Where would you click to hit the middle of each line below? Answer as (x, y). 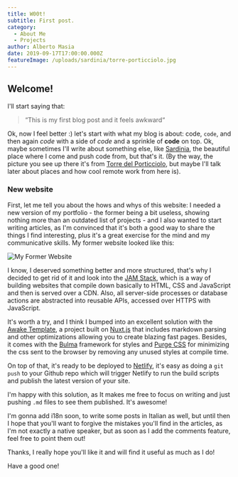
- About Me (30, 34)
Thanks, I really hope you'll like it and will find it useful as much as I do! (111, 452)
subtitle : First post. (41, 21)
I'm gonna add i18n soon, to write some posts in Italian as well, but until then (119, 415)
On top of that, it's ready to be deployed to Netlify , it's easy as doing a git (115, 366)
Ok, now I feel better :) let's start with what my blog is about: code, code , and (119, 133)
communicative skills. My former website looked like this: (91, 243)
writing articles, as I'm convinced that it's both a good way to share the (111, 227)
